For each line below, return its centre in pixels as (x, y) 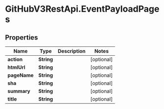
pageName (21, 75)
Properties (22, 37)
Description (72, 51)
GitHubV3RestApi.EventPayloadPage (82, 9)
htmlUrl (16, 67)
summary (19, 91)
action (15, 59)
